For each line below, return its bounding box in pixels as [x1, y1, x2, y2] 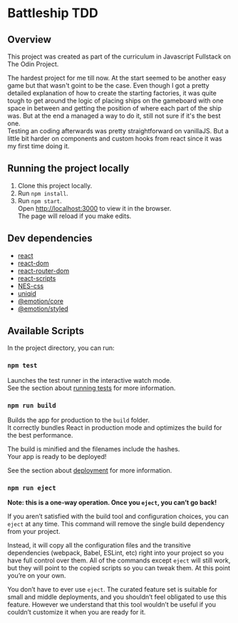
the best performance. [7, 431, 73, 440]
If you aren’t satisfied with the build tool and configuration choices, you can [7, 512, 229, 521]
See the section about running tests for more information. [7, 383, 176, 392]
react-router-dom [17, 266, 70, 275]
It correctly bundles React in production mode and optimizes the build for [7, 423, 222, 432]
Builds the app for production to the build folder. [7, 416, 150, 425]
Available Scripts [7, 325, 84, 337]
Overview [7, 34, 52, 46]
